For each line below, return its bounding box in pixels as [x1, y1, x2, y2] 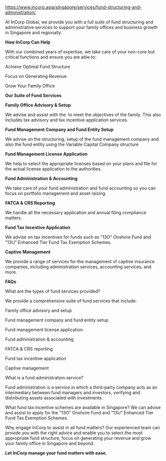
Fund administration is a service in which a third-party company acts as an [5, 384, 158, 390]
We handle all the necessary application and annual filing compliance [5, 210, 147, 215]
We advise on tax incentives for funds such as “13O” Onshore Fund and [5, 234, 151, 240]
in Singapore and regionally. [5, 30, 62, 35]
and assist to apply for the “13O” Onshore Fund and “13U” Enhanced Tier [5, 410, 154, 415]
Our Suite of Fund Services [5, 93, 62, 98]
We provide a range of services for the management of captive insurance [5, 259, 155, 264]
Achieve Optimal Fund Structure [5, 64, 70, 69]
